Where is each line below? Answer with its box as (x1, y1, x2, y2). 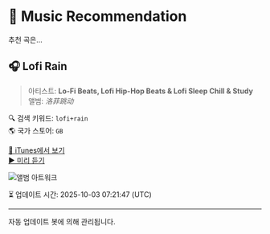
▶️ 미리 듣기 (8, 155, 46, 165)
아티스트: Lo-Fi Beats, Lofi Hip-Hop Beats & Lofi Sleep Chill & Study (27, 86, 253, 96)
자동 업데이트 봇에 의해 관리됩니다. (8, 216, 116, 226)
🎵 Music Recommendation (8, 7, 187, 26)
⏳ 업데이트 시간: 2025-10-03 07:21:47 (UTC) (8, 189, 153, 199)
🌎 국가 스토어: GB (8, 125, 63, 135)
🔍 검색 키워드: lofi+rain (8, 113, 88, 123)
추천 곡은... (8, 35, 43, 44)
